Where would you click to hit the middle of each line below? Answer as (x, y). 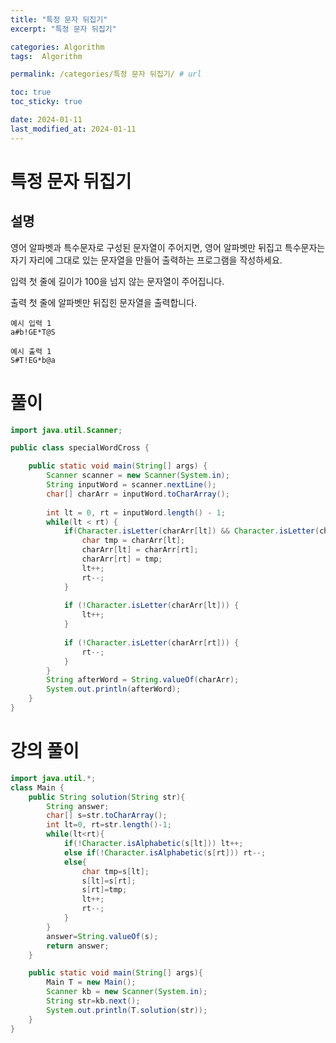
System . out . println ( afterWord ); (114, 689)
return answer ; (78, 946)
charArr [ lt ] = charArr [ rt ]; (140, 550)
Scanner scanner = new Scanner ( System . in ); (138, 476)
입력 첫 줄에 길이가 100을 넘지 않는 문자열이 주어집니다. (117, 281)
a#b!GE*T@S (33, 332)
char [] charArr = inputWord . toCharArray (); (138, 494)
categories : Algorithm (57, 47)
